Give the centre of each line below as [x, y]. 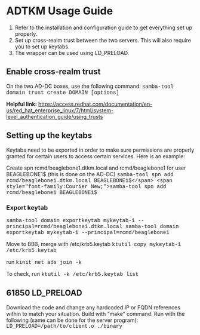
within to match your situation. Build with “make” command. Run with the [96, 314]
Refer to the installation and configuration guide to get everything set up [104, 27]
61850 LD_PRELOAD [44, 293]
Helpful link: [21, 104]
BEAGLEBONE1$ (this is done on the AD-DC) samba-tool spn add [90, 174]
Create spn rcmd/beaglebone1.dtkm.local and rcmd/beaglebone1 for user [96, 168]
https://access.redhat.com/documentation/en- [95, 104]
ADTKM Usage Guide [60, 11]
